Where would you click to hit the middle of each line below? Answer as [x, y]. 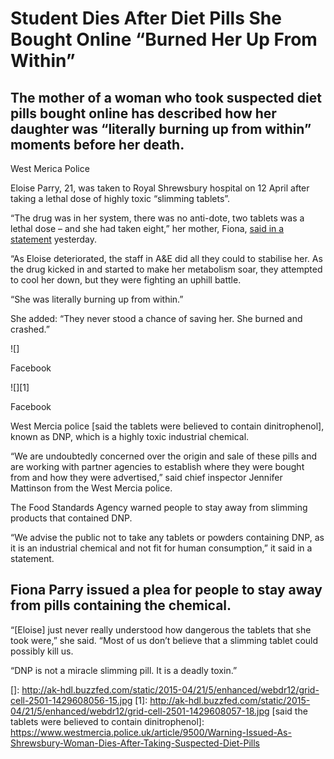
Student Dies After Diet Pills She [146, 18]
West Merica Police [50, 168]
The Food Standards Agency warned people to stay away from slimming [159, 507]
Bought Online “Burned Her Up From [164, 39]
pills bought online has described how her [143, 113]
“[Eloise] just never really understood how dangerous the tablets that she [161, 629]
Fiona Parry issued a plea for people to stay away [166, 590]
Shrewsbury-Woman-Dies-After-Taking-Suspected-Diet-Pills [135, 743]
